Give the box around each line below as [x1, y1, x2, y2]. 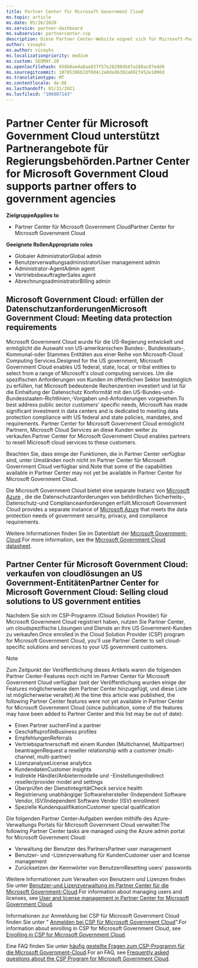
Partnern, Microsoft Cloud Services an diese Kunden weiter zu [6, 426, 158, 433]
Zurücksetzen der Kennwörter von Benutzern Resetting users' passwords [14, 864, 192, 872]
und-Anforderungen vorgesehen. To [98, 395, 184, 402]
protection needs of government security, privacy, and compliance [6, 512, 168, 519]
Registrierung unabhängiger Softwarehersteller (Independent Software [14, 791, 187, 798]
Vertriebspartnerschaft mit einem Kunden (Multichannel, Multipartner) [14, 741, 184, 748]
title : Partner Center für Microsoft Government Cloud [6, 8, 144, 15]
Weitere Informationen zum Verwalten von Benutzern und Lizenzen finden [6, 876, 186, 883]
